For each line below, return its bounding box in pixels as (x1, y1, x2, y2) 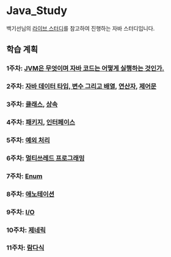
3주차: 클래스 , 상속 (6, 100, 58, 109)
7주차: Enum (6, 172, 43, 181)
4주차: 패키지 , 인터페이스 (6, 118, 75, 127)
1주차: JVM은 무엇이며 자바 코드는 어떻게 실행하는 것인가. (6, 64, 165, 73)
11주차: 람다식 (6, 244, 45, 252)
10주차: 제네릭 (6, 226, 46, 234)
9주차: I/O (6, 207, 35, 216)
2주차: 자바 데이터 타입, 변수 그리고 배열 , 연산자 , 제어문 (6, 82, 157, 91)
